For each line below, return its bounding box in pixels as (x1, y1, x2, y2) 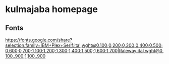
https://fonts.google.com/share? (5, 37, 72, 43)
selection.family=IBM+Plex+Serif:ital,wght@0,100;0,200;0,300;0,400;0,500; (5, 42, 163, 48)
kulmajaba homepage (5, 4, 98, 15)
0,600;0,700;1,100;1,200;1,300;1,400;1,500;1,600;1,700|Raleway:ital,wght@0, (5, 48, 164, 53)
